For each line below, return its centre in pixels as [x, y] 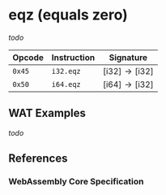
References [38, 159]
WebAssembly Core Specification [76, 182]
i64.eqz [66, 84]
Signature [128, 57]
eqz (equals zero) [68, 15]
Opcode [28, 57]
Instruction [73, 57]
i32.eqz [66, 71]
